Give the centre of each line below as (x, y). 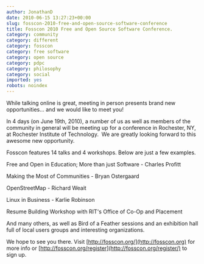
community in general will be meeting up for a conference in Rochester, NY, (101, 128)
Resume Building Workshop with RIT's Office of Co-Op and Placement (94, 212)
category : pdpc (26, 63)
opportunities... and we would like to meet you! (65, 109)
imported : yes (24, 80)
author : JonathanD (30, 12)
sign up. (16, 255)
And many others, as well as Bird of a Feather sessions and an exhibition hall (102, 223)
